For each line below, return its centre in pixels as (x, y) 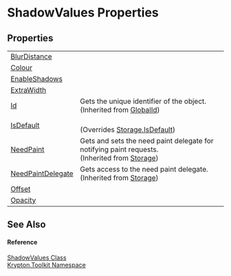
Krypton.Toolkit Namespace (46, 265)
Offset (21, 189)
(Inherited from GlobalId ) (120, 110)
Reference (22, 242)
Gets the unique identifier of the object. (143, 101)
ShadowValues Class (37, 257)
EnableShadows (37, 79)
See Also (26, 225)
